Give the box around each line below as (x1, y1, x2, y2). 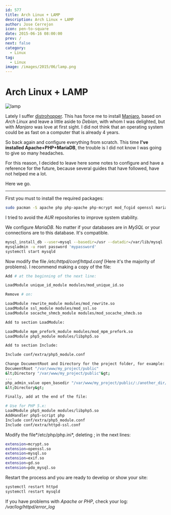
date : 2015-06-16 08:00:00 (5, 31, 63, 36)
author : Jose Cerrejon (5, 21, 53, 27)
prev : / (5, 36, 22, 41)
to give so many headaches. (5, 150, 65, 156)
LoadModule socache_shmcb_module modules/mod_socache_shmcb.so (5, 311, 142, 316)
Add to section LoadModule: (5, 320, 65, 325)
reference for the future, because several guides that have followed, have (5, 165, 159, 171)
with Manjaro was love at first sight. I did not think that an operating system (5, 124, 164, 130)
